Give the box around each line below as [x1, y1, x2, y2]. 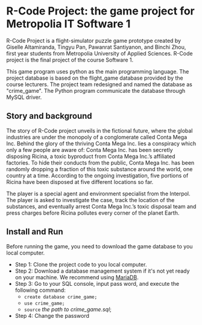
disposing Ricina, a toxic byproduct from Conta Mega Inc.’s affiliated [6, 153, 176, 160]
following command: [14, 286, 66, 294]
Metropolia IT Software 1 [6, 17, 131, 31]
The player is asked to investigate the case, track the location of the [6, 196, 175, 203]
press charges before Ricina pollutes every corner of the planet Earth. [6, 209, 180, 216]
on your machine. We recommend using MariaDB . [14, 273, 139, 281]
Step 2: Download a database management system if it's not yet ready [14, 267, 190, 274]
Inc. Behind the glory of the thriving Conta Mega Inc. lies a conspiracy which [6, 140, 197, 147]
